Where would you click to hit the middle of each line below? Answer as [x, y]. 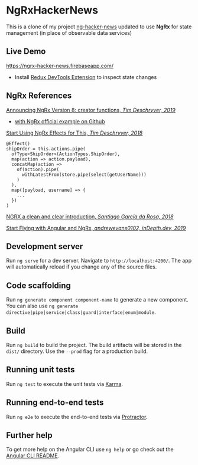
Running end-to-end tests [55, 403]
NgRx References [39, 96]
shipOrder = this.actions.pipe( [46, 149]
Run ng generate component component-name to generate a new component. [98, 300]
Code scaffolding [38, 285]
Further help [30, 435]
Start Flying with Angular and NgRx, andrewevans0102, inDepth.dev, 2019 [96, 228]
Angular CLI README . [33, 456]
